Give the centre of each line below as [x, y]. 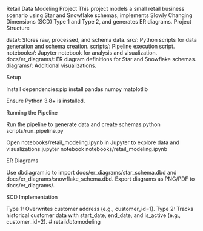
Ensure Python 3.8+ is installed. [46, 101]
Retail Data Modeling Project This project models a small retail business [95, 9]
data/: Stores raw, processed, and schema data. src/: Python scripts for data [101, 40]
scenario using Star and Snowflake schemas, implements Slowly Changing [99, 15]
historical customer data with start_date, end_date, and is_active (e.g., [93, 215]
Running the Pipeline [32, 112]
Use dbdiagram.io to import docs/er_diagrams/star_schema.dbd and [92, 172]
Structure [18, 28]
